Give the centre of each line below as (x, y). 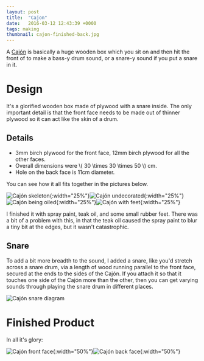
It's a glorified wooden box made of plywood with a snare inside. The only (99, 106)
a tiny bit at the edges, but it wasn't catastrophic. (68, 227)
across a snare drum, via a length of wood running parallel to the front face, (101, 267)
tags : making (23, 29)
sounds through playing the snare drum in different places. (80, 286)
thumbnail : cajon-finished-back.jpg (53, 35)
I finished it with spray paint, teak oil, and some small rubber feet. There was (102, 214)
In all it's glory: (25, 339)
